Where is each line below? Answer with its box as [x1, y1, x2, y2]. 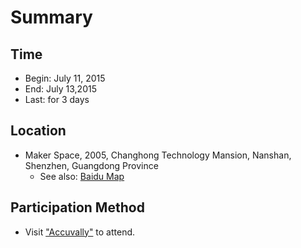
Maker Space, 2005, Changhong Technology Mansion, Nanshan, [24, 149, 292, 161]
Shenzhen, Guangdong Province [24, 159, 159, 171]
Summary [10, 6, 93, 29]
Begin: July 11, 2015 [24, 72, 106, 84]
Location [10, 122, 67, 140]
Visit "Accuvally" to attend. [24, 226, 136, 238]
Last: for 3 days [24, 94, 90, 105]
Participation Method [10, 199, 145, 216]
